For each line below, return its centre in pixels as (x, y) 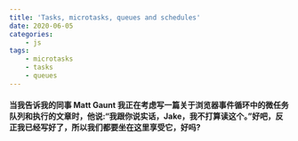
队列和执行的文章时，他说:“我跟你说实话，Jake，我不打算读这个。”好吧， (142, 116)
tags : (19, 51)
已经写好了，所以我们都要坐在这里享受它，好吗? (113, 128)
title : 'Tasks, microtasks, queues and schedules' (105, 17)
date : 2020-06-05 (41, 26)
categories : (31, 34)
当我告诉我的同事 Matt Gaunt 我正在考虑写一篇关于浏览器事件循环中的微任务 (149, 105)
